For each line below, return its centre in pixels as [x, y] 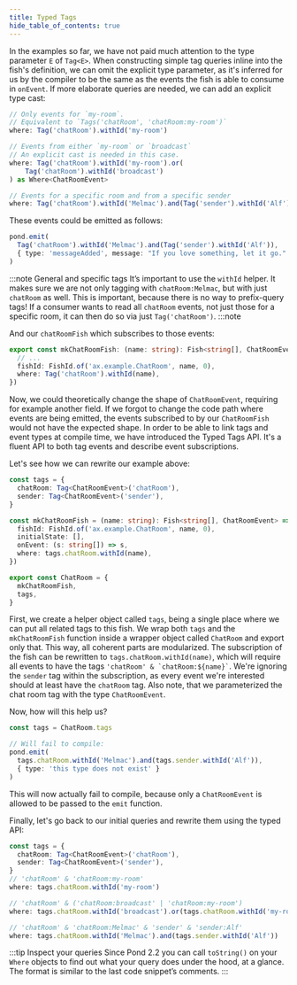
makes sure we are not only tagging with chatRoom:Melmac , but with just [138, 288]
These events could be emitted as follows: [86, 221]
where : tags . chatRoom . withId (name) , [84, 554]
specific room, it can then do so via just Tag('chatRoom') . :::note [125, 316]
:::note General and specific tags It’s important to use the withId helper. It [142, 278]
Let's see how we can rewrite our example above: [99, 464]
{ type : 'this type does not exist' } [89, 768]
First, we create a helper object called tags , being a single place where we [145, 619]
